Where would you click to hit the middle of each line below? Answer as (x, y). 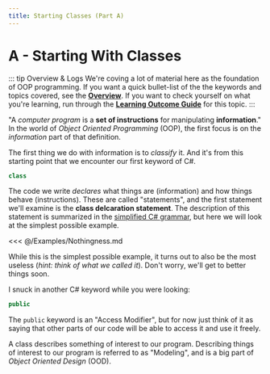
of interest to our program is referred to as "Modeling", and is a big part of (131, 353)
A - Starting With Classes (95, 55)
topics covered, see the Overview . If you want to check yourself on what (130, 95)
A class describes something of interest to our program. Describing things (131, 344)
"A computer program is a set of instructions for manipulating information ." (135, 120)
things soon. (29, 274)
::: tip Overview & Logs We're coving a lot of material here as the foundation (134, 78)
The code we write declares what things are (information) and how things (130, 191)
